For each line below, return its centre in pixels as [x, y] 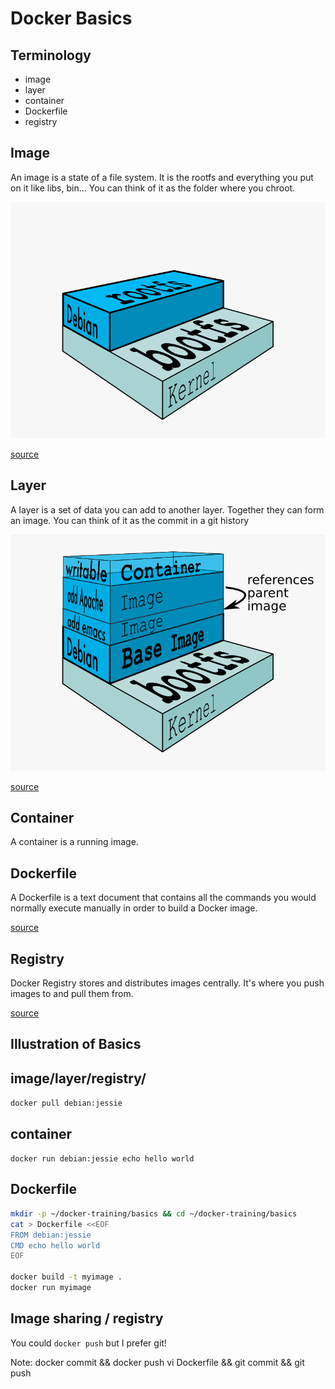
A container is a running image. [74, 842]
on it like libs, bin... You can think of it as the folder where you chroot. [153, 188]
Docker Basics [71, 18]
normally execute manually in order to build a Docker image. [134, 908]
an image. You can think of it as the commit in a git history [130, 520]
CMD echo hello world [55, 1245]
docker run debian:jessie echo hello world [102, 1159]
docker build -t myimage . [66, 1277]
